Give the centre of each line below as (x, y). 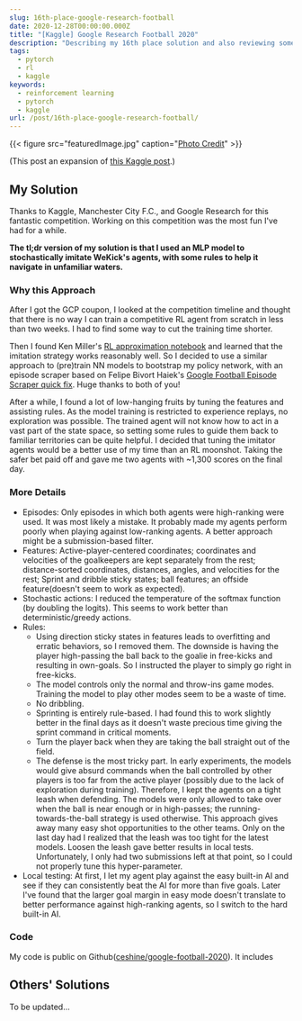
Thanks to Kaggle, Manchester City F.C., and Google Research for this (139, 211)
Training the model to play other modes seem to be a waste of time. (161, 693)
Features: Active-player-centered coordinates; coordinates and (139, 550)
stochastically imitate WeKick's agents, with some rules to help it (134, 257)
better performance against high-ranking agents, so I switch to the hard (155, 904)
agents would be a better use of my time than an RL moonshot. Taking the (146, 450)
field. (45, 751)
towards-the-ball (67, 818)
